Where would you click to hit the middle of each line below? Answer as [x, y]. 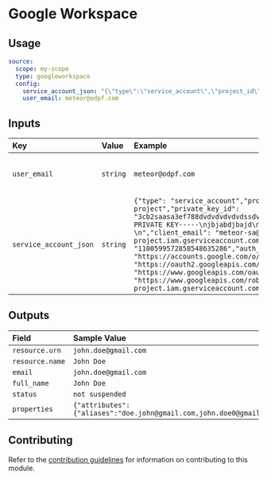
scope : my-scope [42, 68]
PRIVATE [148, 225]
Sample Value [100, 337]
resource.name [39, 361]
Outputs [29, 315]
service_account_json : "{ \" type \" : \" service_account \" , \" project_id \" [142, 91]
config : [28, 84]
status [25, 394]
